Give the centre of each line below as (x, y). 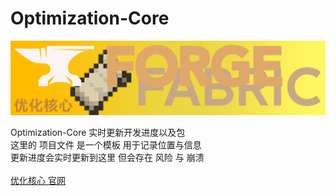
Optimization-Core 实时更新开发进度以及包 (98, 133)
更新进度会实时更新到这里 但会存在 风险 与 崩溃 (107, 158)
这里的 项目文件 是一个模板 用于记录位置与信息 (106, 145)
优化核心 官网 (38, 181)
